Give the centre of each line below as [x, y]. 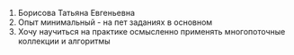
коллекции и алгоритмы [64, 41]
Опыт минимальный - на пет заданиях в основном [115, 22]
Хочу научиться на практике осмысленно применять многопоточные [151, 31]
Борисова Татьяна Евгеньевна [76, 13]
